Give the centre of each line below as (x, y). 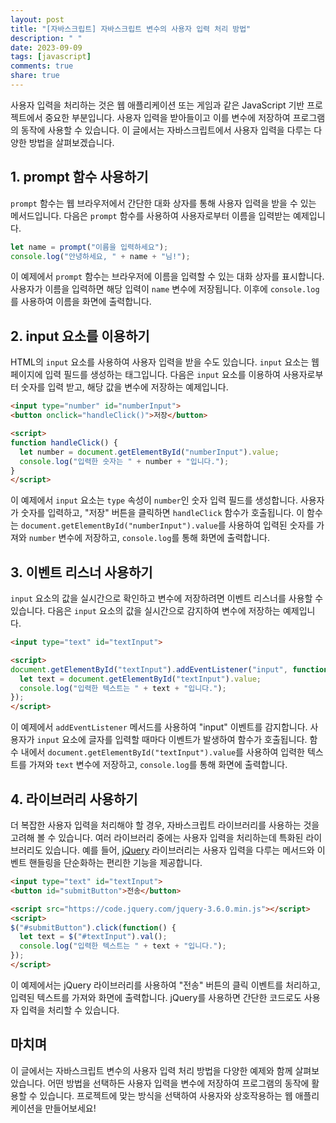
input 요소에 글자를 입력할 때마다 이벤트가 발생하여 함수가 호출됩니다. (172, 740)
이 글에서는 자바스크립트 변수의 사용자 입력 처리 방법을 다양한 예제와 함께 (151, 1070)
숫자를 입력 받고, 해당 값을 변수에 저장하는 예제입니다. (124, 387)
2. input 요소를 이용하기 (80, 336)
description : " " (46, 38)
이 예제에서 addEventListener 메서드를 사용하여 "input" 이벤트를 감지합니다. (159, 727)
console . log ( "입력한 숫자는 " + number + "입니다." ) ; (124, 461)
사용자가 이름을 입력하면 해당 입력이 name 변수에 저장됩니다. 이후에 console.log (165, 289)
